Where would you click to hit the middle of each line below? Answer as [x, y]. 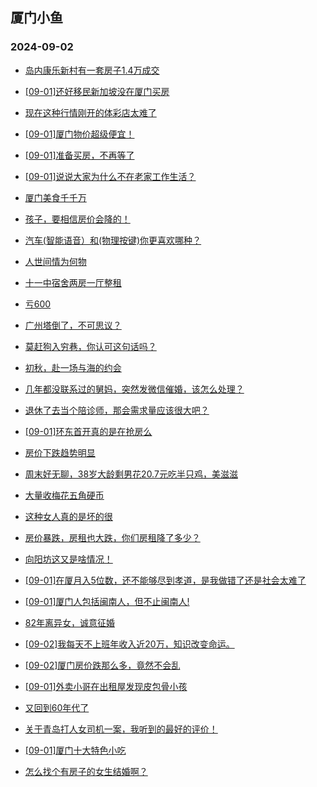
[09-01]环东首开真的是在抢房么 [88, 431]
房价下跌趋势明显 [60, 452]
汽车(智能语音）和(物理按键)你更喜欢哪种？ [113, 240]
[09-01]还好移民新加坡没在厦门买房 [97, 91]
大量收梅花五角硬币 [64, 495]
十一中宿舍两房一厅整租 [73, 282]
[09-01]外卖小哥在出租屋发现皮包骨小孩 [106, 686]
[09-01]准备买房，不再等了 [79, 155]
